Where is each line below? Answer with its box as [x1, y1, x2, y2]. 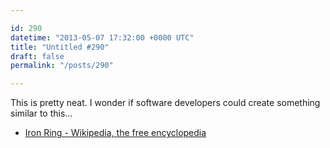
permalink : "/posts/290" [10, 61, 114, 71]
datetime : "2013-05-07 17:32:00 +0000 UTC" [10, 32, 195, 43]
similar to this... [10, 107, 73, 120]
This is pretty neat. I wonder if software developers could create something [10, 97, 321, 109]
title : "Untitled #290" [10, 42, 110, 52]
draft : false [10, 51, 65, 61]
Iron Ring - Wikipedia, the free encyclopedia [24, 127, 207, 139]
